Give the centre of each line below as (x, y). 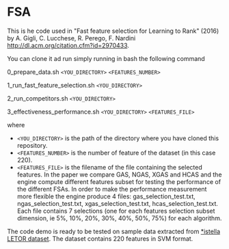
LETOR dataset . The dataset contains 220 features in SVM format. (100, 238)
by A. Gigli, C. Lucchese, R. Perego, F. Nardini (71, 38)
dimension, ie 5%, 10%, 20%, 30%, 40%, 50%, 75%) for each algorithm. (119, 218)
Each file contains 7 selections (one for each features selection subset (116, 211)
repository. (32, 145)
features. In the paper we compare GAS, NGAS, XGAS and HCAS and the (119, 174)
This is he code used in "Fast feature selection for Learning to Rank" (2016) (113, 31)
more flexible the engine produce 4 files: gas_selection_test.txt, (106, 196)
